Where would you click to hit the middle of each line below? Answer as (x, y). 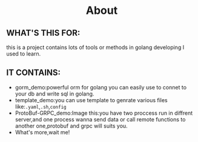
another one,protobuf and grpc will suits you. (71, 126)
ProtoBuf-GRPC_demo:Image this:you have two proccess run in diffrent (104, 113)
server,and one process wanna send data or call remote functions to (100, 119)
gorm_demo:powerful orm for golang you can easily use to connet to (101, 87)
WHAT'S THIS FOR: (43, 33)
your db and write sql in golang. (54, 94)
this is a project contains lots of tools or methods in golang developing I (95, 47)
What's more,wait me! (42, 132)
